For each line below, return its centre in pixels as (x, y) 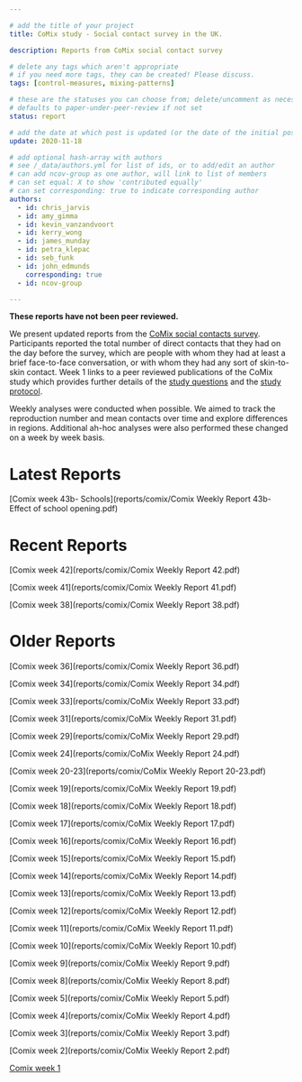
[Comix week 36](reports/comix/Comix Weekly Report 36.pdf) (124, 666)
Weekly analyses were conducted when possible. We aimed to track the (142, 409)
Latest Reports (65, 474)
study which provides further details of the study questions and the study (145, 382)
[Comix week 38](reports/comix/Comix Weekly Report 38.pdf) (124, 605)
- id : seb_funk (46, 258)
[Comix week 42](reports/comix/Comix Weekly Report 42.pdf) (125, 570)
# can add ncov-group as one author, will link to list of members (138, 174)
